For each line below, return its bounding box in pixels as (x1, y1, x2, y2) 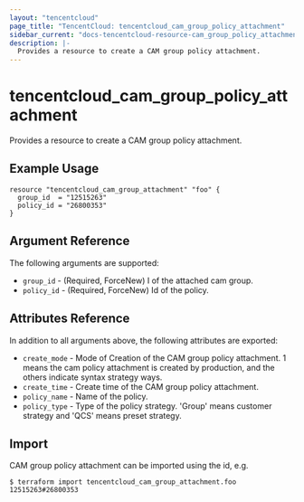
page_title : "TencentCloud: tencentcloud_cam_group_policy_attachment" (9, 22, 285, 31)
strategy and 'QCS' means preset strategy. (22, 410, 183, 421)
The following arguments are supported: (9, 257, 160, 268)
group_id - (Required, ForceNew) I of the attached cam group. (22, 275, 253, 286)
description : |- (9, 38, 71, 48)
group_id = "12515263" (17, 193, 107, 202)
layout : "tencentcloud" (9, 13, 100, 23)
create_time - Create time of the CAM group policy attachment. (22, 381, 260, 392)
